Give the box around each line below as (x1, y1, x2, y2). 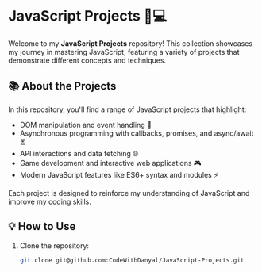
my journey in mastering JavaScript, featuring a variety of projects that (8, 47, 240, 56)
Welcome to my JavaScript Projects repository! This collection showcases (8, 38, 252, 48)
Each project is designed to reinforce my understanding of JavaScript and (8, 188, 250, 197)
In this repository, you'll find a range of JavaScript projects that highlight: (8, 105, 247, 114)
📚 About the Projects (8, 79, 117, 93)
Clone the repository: (19, 240, 90, 251)
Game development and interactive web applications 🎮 (19, 158, 202, 167)
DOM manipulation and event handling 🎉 (19, 120, 152, 129)
